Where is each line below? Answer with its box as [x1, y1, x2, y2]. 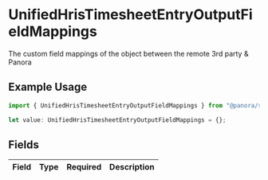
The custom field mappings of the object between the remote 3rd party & [8, 49, 249, 58]
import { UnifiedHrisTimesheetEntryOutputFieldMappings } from [8, 101, 223, 109]
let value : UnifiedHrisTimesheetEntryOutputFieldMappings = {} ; [8, 115, 227, 124]
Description [108, 162, 156, 173]
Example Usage [8, 80, 88, 94]
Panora [8, 57, 32, 67]
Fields [8, 138, 40, 151]
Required [66, 162, 102, 173]
